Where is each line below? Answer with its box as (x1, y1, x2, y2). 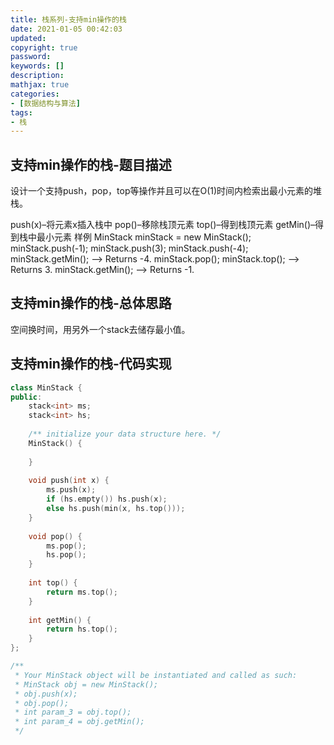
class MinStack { (10, 382, 83, 393)
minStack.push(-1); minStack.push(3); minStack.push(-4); (10, 242, 249, 255)
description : (10, 71, 65, 81)
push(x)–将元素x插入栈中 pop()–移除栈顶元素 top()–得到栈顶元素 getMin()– (10, 219, 316, 231)
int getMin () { (28, 615, 92, 625)
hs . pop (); (46, 550, 87, 560)
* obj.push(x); (14, 689, 78, 699)
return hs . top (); (46, 624, 118, 635)
